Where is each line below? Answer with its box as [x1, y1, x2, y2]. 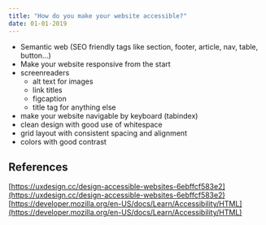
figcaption [32, 93, 67, 103]
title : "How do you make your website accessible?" [8, 11, 187, 20]
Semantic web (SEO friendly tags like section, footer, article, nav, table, [20, 41, 259, 51]
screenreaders [20, 67, 70, 77]
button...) [20, 50, 51, 60]
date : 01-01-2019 [8, 19, 68, 28]
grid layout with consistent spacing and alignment [20, 128, 187, 138]
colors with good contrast [20, 136, 107, 146]
